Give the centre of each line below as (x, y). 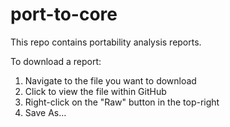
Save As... (45, 112)
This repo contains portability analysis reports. (106, 42)
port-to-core (64, 14)
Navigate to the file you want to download (110, 80)
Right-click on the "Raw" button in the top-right (122, 102)
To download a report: (56, 61)
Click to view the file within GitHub (95, 91)
